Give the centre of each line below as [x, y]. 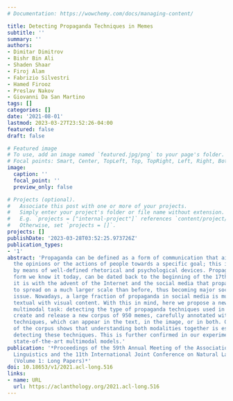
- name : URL [24, 380]
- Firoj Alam [26, 71]
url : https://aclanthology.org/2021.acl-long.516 [86, 386]
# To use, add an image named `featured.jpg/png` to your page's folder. [116, 155]
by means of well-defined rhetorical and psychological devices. [110, 271]
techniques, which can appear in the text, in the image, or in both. [118, 322]
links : [17, 374]
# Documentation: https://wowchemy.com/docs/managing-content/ [101, 14]
